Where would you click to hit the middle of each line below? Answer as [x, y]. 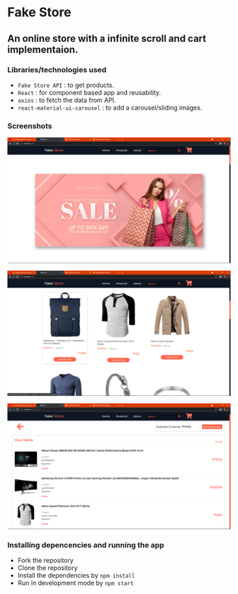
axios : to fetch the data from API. [67, 100]
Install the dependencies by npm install [76, 575]
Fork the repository [46, 560]
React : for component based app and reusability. [89, 92]
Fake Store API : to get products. [66, 85]
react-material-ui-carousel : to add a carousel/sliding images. [110, 108]
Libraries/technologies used [57, 69]
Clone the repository [47, 568]
